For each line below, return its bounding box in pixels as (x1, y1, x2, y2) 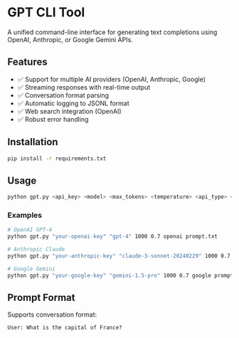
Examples (7, 211, 43, 221)
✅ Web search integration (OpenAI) (17, 107, 122, 115)
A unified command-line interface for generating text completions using (7, 28, 218, 36)
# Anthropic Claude (7, 246, 65, 253)
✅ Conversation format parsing (17, 90, 109, 100)
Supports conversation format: (7, 310, 97, 319)
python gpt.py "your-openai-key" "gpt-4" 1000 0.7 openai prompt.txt (7, 233, 218, 241)
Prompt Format (7, 292, 75, 304)
